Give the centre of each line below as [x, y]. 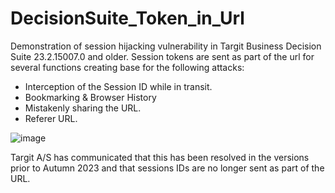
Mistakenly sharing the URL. [83, 108]
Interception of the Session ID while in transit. [118, 86]
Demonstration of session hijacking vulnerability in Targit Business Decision [166, 46]
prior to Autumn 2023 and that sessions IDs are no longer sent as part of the [167, 168]
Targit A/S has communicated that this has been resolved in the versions [160, 157]
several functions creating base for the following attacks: [127, 67]
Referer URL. [51, 118]
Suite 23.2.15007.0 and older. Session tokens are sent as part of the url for [162, 56]
